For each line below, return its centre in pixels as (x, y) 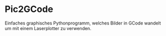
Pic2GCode (29, 9)
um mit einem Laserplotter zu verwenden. (48, 28)
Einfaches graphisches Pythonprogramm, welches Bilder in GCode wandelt (83, 23)
